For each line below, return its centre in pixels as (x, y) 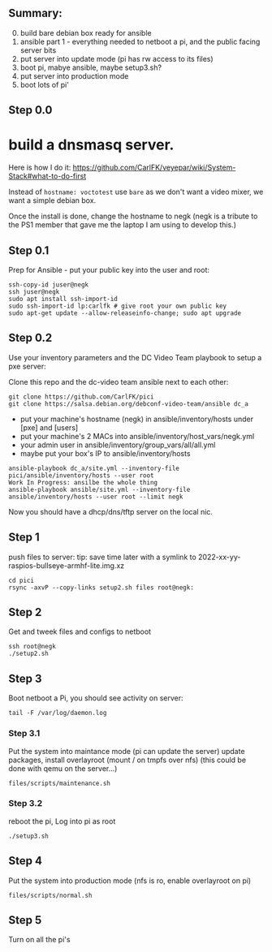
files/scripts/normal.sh (50, 895)
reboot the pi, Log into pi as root (62, 821)
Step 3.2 (26, 803)
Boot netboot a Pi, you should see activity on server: (96, 698)
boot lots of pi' (44, 84)
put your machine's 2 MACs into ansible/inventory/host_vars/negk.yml (137, 436)
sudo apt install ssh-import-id (63, 299)
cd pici (22, 580)
